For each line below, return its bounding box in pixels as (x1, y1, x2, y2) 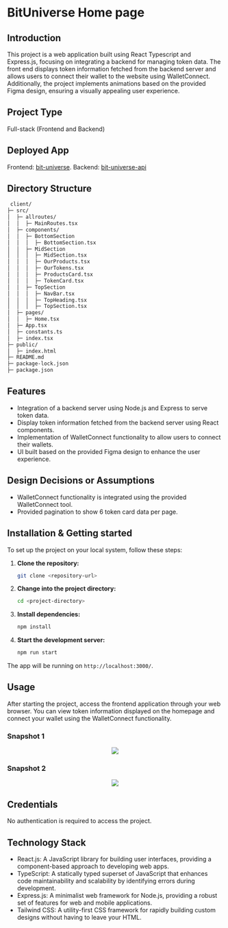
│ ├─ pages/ (7, 309, 45, 316)
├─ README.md (7, 354, 45, 361)
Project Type (7, 106, 63, 118)
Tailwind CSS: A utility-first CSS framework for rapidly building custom (16, 906, 216, 914)
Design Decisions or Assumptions (7, 475, 155, 486)
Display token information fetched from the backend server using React (16, 418, 219, 427)
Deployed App (7, 145, 70, 156)
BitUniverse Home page (7, 5, 145, 21)
